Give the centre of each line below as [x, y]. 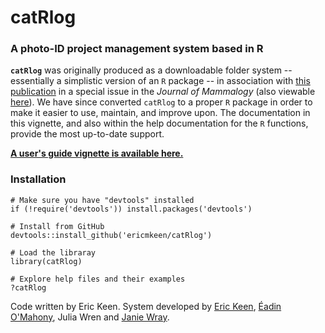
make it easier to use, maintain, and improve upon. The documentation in [160, 113]
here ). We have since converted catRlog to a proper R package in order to [161, 102]
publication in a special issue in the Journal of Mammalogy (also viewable [163, 92]
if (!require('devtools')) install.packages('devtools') [131, 209]
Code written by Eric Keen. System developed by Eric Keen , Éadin [146, 306]
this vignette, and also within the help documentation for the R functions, [159, 123]
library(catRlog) [46, 261]
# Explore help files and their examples [98, 279]
